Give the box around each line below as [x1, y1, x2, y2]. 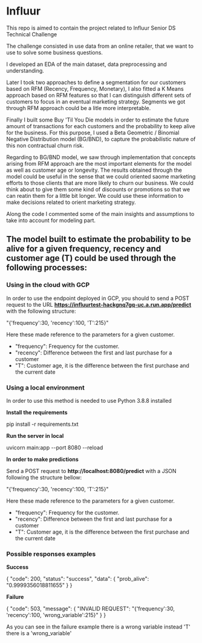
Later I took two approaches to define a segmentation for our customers [6, 79, 186, 86]
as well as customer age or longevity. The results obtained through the [6, 166, 183, 174]
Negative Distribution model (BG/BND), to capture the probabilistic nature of [6, 135, 196, 143]
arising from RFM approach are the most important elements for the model [6, 160, 192, 167]
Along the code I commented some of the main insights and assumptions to [6, 210, 195, 217]
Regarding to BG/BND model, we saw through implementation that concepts [6, 153, 196, 161]
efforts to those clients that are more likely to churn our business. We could [6, 179, 194, 186]
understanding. [6, 67, 44, 74]
